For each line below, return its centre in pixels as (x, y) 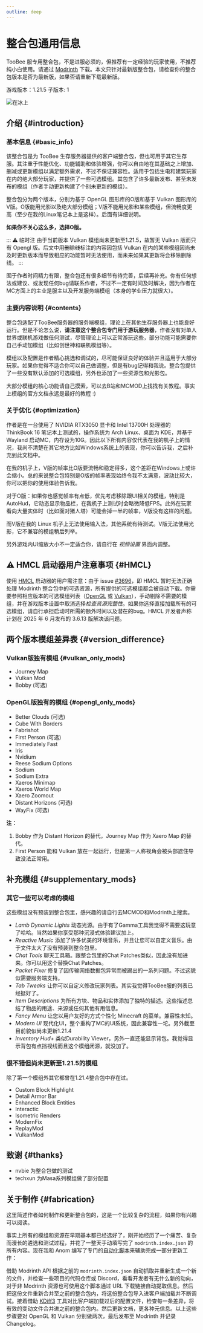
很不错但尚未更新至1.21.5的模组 (52, 1063)
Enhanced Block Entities (45, 1102)
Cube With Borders (39, 724)
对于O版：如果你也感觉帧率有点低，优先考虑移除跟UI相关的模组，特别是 (96, 496)
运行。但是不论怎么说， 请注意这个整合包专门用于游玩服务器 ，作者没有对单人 (101, 329)
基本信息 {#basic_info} (40, 141)
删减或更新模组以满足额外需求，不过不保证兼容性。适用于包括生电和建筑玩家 (101, 171)
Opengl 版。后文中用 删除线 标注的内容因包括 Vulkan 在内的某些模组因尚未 (104, 248)
